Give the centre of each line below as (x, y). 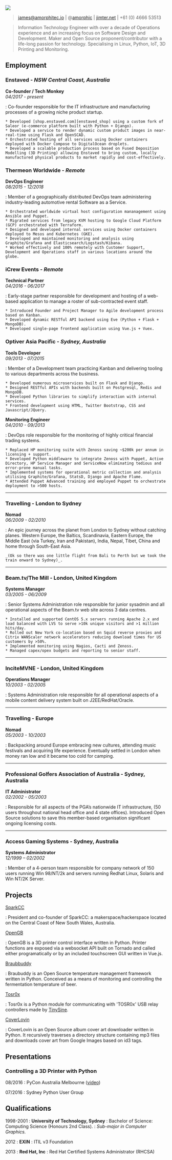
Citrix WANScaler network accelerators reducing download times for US (83, 637)
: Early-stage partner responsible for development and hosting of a (76, 296)
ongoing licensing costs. (31, 823)
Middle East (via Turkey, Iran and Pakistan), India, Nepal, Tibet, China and (83, 541)
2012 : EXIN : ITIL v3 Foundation (39, 1142)
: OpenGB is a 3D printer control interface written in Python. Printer (76, 943)
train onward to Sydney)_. (34, 560)
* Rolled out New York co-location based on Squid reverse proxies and (83, 633)
